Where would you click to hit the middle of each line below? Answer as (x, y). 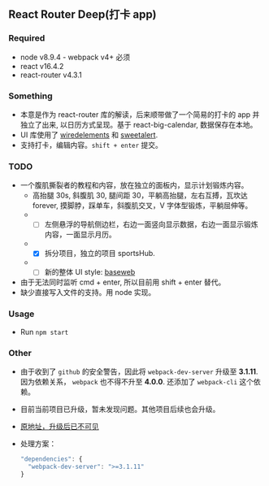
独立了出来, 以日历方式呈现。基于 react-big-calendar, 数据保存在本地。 (139, 124)
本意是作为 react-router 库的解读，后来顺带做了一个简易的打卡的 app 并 (140, 114)
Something (30, 96)
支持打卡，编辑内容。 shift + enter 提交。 (91, 145)
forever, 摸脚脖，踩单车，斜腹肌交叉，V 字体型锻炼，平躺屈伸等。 (142, 206)
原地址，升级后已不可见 (59, 427)
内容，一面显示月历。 (80, 235)
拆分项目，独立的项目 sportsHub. (100, 254)
